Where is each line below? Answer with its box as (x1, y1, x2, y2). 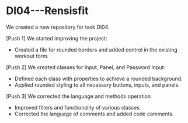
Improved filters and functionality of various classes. (14, 104, 141, 111)
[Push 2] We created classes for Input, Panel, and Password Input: (6, 63, 165, 71)
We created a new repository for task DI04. (6, 23, 110, 30)
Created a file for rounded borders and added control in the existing (14, 46, 178, 53)
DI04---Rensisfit (6, 4, 89, 18)
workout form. (14, 52, 49, 59)
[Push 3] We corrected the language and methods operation (6, 93, 151, 100)
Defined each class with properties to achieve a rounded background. (14, 75, 183, 82)
